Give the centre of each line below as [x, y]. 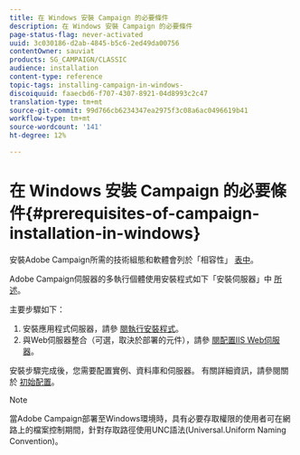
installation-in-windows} [105, 234]
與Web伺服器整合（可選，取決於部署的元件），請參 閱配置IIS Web [143, 339]
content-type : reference [56, 77]
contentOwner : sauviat [52, 52]
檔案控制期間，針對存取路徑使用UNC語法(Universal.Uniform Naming [159, 430]
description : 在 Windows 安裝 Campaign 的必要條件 [101, 26]
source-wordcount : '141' [56, 128]
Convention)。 [36, 441]
